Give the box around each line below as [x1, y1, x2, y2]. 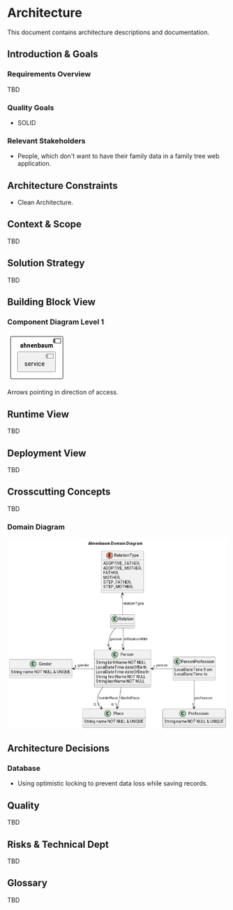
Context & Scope [7, 218, 82, 230]
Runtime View [7, 408, 70, 420]
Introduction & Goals [7, 48, 99, 60]
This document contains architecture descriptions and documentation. [7, 28, 210, 36]
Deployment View [7, 447, 87, 459]
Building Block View [7, 296, 96, 308]
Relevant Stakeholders [7, 136, 86, 145]
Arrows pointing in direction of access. [7, 388, 119, 397]
